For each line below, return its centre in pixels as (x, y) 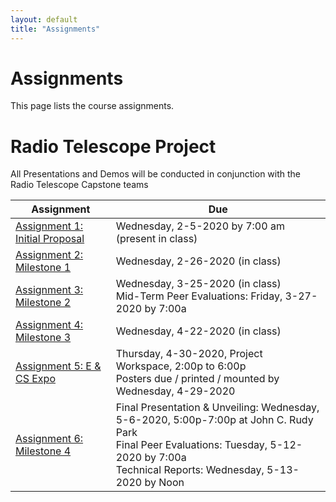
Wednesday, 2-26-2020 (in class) (198, 261)
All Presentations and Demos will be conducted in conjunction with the (156, 174)
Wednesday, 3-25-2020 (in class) (198, 284)
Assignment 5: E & (58, 366)
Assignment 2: (49, 255)
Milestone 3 (43, 338)
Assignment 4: (49, 325)
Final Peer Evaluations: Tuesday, (191, 445)
